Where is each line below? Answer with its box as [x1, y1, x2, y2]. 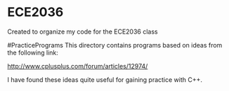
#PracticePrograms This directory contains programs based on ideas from [7, 41, 223, 49]
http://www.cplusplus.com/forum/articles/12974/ [7, 62, 148, 70]
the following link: [7, 48, 58, 57]
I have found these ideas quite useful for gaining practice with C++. [7, 75, 202, 84]
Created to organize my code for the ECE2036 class [7, 27, 158, 36]
